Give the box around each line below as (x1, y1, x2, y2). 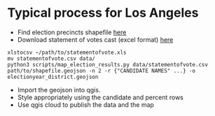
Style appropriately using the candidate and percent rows (17, 93, 184, 101)
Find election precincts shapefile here (17, 28, 127, 36)
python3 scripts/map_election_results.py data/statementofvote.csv (7, 61, 209, 68)
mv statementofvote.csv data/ (7, 55, 96, 62)
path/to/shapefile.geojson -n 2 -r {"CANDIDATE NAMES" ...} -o (7, 67, 196, 74)
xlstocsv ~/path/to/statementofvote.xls (7, 49, 127, 56)
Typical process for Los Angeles (7, 5, 199, 21)
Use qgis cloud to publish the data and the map (17, 100, 154, 109)
